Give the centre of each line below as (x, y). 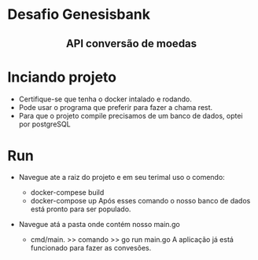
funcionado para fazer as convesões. (91, 248)
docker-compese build (67, 192)
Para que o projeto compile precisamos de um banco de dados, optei (131, 115)
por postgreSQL (45, 124)
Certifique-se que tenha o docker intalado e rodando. (105, 99)
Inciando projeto (62, 77)
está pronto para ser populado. (81, 209)
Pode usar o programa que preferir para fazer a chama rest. (116, 107)
